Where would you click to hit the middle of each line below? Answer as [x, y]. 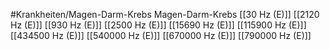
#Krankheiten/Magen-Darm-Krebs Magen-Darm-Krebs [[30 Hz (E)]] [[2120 [165, 14]
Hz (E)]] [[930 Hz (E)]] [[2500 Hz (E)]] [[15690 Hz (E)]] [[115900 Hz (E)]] [158, 25]
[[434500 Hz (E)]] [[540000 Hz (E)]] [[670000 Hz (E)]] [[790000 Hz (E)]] [161, 35]
